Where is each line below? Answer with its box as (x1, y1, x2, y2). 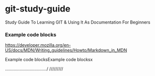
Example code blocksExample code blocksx (5, 57, 93, 63)
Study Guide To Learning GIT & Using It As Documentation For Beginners (5, 19, 151, 25)
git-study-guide (5, 3, 71, 14)
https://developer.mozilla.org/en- (5, 42, 71, 48)
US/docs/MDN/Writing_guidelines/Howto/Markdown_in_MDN (5, 47, 127, 53)
